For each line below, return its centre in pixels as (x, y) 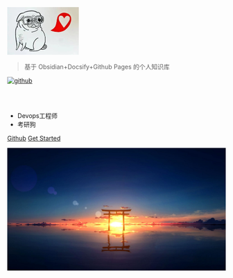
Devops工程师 (37, 115)
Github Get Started (34, 138)
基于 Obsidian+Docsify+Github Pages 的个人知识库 (97, 67)
